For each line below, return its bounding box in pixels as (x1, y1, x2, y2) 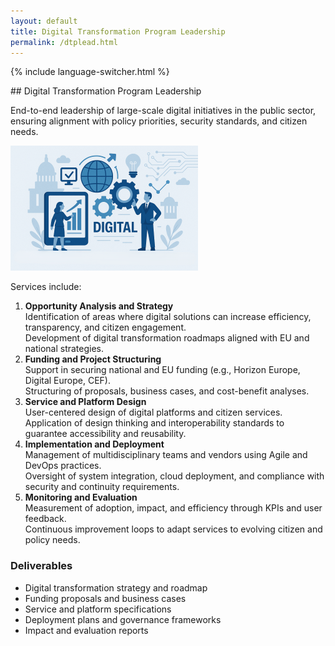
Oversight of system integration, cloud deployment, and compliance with (24, 470, 325, 482)
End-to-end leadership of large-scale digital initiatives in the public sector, (10, 105, 317, 117)
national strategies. (24, 343, 105, 355)
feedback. (24, 513, 67, 525)
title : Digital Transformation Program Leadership (10, 26, 226, 37)
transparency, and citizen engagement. (24, 321, 187, 334)
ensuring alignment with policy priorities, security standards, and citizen (10, 115, 308, 127)
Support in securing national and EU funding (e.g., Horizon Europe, (24, 364, 301, 376)
